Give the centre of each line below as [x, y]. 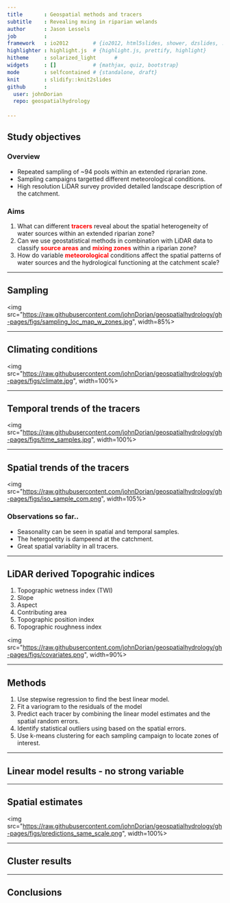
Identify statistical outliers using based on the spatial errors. [101, 729]
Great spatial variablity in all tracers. [68, 546]
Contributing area [42, 612]
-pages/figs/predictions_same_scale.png [65, 833]
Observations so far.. [43, 516]
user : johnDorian [38, 94]
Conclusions [35, 892]
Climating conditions [52, 350]
